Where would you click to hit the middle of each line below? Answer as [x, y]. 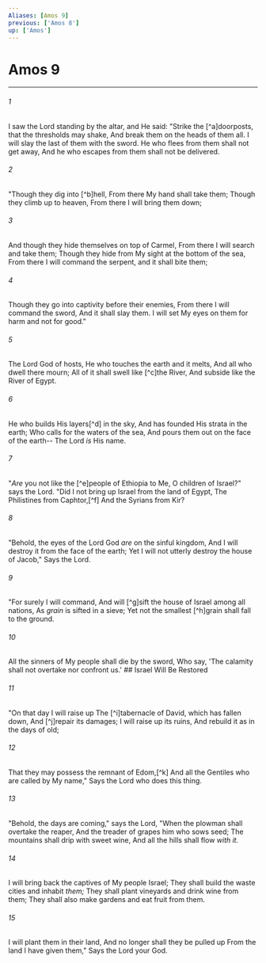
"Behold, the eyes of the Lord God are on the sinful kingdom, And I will [123, 542]
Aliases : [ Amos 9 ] [38, 15]
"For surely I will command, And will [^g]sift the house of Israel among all [127, 602]
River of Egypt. [32, 381]
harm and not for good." [47, 322]
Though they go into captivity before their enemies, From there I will [119, 305]
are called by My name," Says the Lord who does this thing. [105, 780]
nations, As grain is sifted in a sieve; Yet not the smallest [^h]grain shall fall [130, 611]
